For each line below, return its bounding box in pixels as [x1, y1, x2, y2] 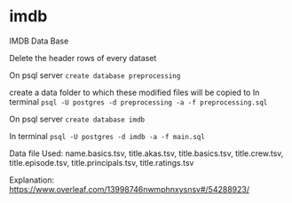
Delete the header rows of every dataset [9, 52, 157, 63]
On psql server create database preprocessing [9, 69, 181, 81]
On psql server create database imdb [9, 113, 145, 124]
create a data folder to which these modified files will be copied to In [9, 87, 260, 98]
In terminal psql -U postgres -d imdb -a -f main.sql [9, 130, 206, 141]
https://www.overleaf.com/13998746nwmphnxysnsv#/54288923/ [9, 183, 250, 194]
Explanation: [9, 175, 55, 185]
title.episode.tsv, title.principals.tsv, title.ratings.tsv [9, 157, 194, 168]
